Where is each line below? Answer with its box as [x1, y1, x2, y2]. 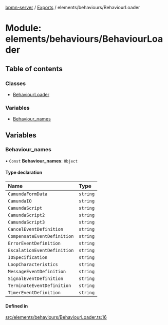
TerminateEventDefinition [8, 283, 71, 289]
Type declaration [5, 169, 43, 176]
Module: [5, 23, 42, 34]
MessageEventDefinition [8, 269, 66, 275]
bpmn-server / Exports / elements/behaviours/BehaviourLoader [5, 5, 140, 10]
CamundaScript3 [8, 219, 45, 225]
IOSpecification [8, 255, 48, 260]
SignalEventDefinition [8, 276, 63, 281]
